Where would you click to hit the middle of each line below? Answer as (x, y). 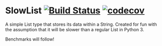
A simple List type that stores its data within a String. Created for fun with (81, 24)
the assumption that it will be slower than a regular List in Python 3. (75, 29)
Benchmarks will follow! (30, 39)
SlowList (23, 11)
